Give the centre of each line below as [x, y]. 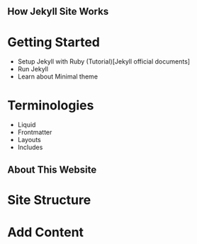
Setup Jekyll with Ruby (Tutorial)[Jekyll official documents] [103, 62]
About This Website [52, 169]
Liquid [27, 125]
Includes [30, 147]
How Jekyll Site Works [58, 12]
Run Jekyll [33, 69]
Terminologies [51, 105]
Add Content [45, 232]
